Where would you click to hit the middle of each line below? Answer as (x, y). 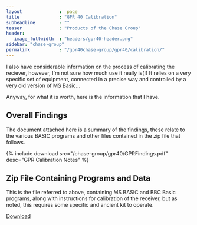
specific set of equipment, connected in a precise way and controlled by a (96, 79)
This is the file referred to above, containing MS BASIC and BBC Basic (91, 193)
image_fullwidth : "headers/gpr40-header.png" (73, 39)
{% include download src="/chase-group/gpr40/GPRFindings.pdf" (87, 153)
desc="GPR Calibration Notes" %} (48, 160)
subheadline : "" (38, 22)
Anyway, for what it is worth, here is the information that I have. (83, 97)
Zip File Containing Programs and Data (78, 178)
